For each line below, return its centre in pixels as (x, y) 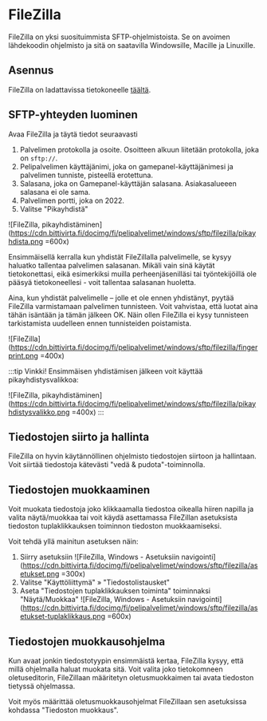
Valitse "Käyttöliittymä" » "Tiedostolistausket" (94, 582)
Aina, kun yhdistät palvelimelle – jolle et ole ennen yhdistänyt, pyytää (121, 298)
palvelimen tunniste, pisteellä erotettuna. (86, 175)
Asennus (31, 71)
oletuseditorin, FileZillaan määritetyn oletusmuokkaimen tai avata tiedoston (131, 677)
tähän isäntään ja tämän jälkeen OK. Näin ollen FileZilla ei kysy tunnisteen (129, 315)
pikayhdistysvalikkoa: (43, 379)
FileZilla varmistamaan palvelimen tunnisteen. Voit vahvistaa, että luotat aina (133, 306)
